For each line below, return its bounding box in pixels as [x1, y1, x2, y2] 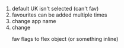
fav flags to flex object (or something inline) [11, 36, 119, 42]
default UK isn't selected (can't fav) [11, 5, 99, 12]
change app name [11, 18, 56, 24]
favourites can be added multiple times [11, 11, 107, 18]
